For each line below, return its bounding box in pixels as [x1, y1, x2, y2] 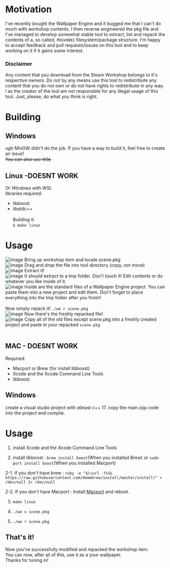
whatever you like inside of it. [5, 278, 66, 284]
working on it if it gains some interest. [5, 47, 84, 54]
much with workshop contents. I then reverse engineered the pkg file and [5, 25, 159, 32]
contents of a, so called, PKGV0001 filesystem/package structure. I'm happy [5, 37, 161, 43]
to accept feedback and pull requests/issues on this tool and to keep [5, 42, 149, 48]
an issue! [5, 150, 24, 157]
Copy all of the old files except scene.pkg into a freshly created [24, 316, 157, 322]
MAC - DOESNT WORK [5, 342, 78, 350]
